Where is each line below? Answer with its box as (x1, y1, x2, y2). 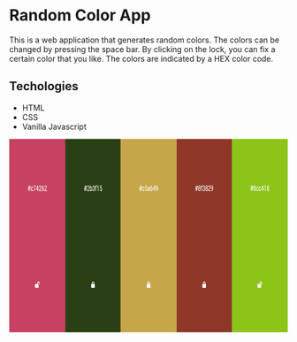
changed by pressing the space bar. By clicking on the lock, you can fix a (9, 43, 276, 54)
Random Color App (9, 5, 151, 26)
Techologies (9, 79, 79, 94)
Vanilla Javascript (21, 121, 87, 132)
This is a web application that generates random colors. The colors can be (9, 34, 280, 45)
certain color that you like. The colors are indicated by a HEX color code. (9, 53, 274, 64)
